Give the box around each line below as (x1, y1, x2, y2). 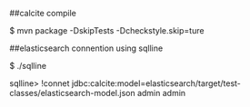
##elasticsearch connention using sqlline (9, 43, 164, 53)
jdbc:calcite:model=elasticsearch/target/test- (71, 78, 241, 89)
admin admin (136, 88, 186, 98)
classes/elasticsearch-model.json (9, 88, 135, 98)
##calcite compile (9, 8, 77, 18)
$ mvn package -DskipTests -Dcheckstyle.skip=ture (9, 25, 205, 35)
